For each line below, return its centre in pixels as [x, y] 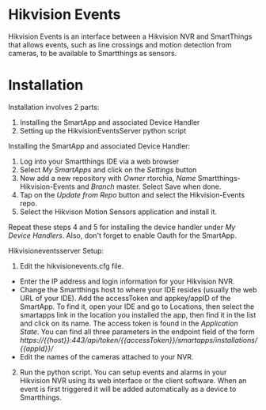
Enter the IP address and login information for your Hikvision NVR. [127, 281]
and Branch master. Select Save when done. [149, 186]
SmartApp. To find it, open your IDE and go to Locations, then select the [137, 307]
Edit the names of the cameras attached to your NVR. [106, 356]
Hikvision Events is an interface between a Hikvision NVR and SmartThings [130, 36]
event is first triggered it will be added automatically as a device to [128, 389]
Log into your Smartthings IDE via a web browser [99, 161]
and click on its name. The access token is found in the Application [129, 323]
